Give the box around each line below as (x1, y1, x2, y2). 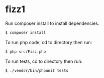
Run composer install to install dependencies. (5, 20, 99, 26)
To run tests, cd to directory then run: (5, 58, 83, 64)
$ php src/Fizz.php (5, 49, 46, 54)
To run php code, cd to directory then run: (5, 39, 92, 45)
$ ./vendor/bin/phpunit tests (5, 68, 69, 73)
